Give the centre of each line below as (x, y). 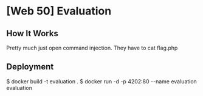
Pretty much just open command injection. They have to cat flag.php (92, 48)
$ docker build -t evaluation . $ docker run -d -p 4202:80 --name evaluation (102, 81)
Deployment (30, 67)
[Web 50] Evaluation (59, 11)
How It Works (33, 34)
